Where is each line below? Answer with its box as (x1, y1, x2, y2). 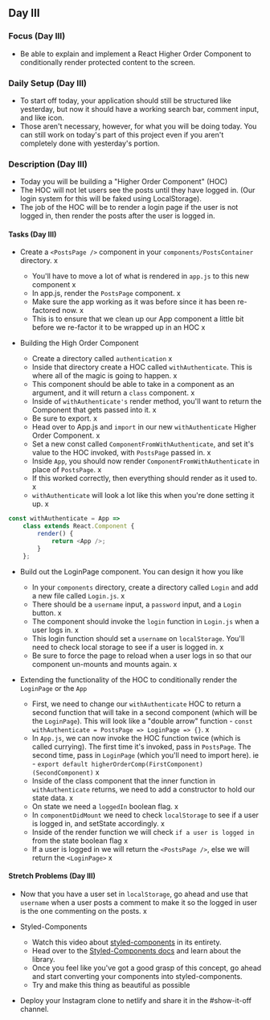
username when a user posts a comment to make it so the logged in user (19, 897, 258, 907)
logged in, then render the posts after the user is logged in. (19, 211, 215, 220)
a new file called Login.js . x (31, 590, 125, 600)
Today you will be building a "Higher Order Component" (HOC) (19, 177, 228, 187)
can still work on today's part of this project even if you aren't (19, 130, 224, 139)
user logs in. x (31, 625, 79, 635)
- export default (31, 759, 88, 768)
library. (31, 954, 55, 964)
